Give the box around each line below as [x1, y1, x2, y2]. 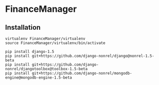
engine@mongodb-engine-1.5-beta [5, 75, 72, 80]
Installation [5, 23, 41, 32]
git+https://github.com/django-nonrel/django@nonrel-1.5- [31, 53, 155, 58]
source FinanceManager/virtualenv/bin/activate [5, 41, 106, 45]
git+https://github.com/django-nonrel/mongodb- [31, 71, 133, 76]
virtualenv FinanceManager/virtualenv [5, 36, 85, 41]
